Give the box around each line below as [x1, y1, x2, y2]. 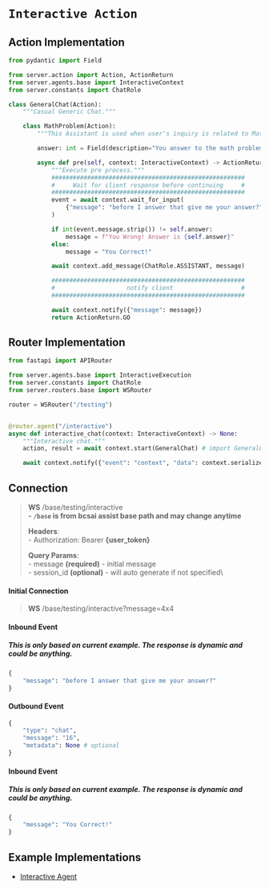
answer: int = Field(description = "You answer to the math [37, 144, 235, 152]
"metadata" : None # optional [22, 742, 120, 750]
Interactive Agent [19, 871, 78, 881]
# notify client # [50, 284, 246, 293]
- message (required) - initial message [27, 560, 156, 568]
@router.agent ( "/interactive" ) [8, 422, 113, 430]
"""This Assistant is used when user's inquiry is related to [37, 130, 249, 138]
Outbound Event [8, 701, 64, 711]
